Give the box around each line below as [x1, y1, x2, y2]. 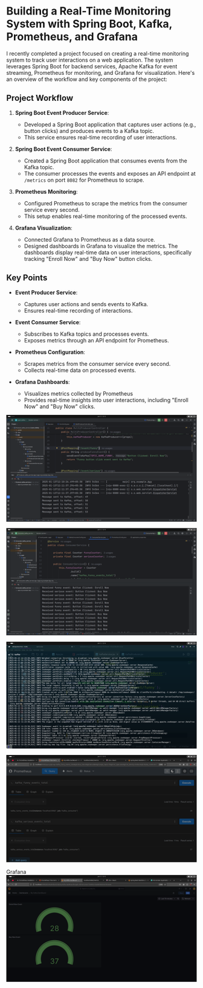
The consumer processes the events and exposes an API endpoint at [24, 170, 196, 177]
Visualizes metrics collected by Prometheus [24, 390, 134, 397]
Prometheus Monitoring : [14, 188, 78, 195]
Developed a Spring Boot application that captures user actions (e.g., [24, 121, 196, 128]
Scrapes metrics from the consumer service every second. [24, 360, 171, 367]
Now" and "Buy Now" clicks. [24, 403, 95, 410]
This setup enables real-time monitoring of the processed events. [24, 213, 187, 220]
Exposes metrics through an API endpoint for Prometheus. [24, 336, 169, 344]
